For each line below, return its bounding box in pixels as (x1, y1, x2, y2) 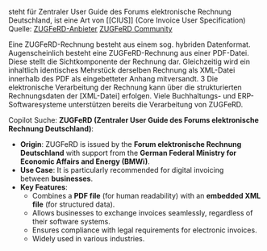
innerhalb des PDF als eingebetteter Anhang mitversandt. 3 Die (8, 74, 219, 83)
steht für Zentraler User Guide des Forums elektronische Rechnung (8, 7, 232, 16)
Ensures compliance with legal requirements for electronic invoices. (31, 225, 257, 235)
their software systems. (31, 217, 111, 226)
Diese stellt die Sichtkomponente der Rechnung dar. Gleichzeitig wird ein (8, 56, 250, 66)
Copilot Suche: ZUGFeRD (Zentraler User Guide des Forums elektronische (8, 115, 260, 124)
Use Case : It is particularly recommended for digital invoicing (19, 165, 224, 174)
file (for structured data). (31, 199, 115, 209)
